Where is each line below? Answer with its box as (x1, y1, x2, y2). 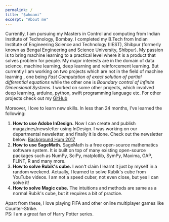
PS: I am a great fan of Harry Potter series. (5, 211, 94, 217)
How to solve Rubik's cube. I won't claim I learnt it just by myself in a (12, 163, 157, 170)
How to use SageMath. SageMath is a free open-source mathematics (12, 142, 158, 148)
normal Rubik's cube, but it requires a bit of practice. (12, 191, 122, 197)
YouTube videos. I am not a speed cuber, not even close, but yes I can (12, 174, 159, 180)
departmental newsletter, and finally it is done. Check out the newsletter (12, 131, 163, 137)
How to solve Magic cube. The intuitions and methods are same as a (12, 185, 157, 191)
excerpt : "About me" (5, 17, 49, 22)
